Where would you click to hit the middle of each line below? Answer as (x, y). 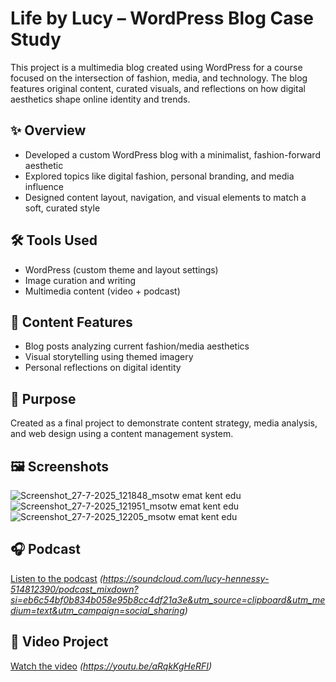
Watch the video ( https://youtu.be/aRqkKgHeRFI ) (111, 666)
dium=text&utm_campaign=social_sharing (97, 610)
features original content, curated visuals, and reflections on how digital (158, 88)
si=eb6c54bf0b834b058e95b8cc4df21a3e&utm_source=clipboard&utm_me (168, 599)
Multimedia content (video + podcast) (102, 291)
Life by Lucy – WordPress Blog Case (162, 18)
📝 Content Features (71, 322)
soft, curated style (62, 208)
